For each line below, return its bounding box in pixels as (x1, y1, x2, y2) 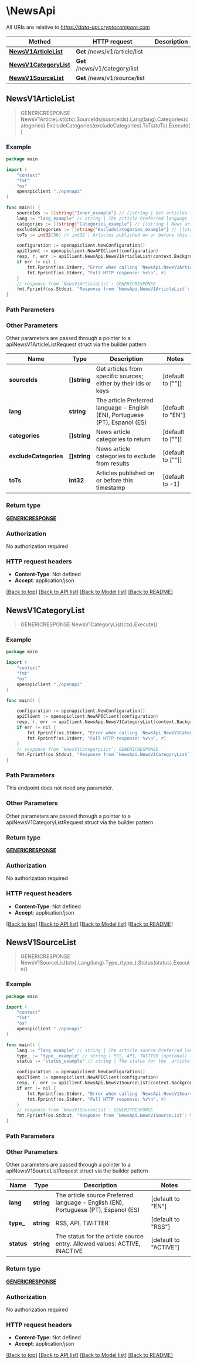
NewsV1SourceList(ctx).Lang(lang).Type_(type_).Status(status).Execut (20, 959, 190, 966)
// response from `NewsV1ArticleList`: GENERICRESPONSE (16, 281, 157, 287)
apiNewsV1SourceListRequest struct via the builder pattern (6, 1167, 148, 1174)
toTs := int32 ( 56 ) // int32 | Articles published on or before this (16, 232, 188, 238)
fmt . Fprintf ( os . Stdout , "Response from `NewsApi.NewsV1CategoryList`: (16, 752, 193, 758)
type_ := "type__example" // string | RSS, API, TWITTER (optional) (16, 1053, 188, 1059)
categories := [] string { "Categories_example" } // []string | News (16, 221, 182, 227)
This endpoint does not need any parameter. (6, 784, 113, 791)
